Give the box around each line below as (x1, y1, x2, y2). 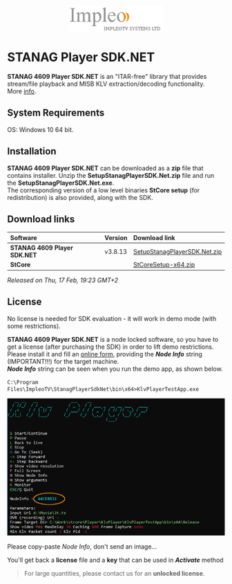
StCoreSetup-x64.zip (133, 261, 195, 269)
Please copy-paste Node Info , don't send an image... (7, 542, 157, 551)
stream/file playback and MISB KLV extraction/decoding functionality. (7, 80, 205, 88)
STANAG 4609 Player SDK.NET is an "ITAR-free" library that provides (7, 72, 207, 80)
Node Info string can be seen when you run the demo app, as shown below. (7, 365, 223, 373)
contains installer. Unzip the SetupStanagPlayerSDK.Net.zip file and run (7, 171, 215, 179)
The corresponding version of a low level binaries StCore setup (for (7, 185, 200, 194)
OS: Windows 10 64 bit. (7, 125, 74, 134)
